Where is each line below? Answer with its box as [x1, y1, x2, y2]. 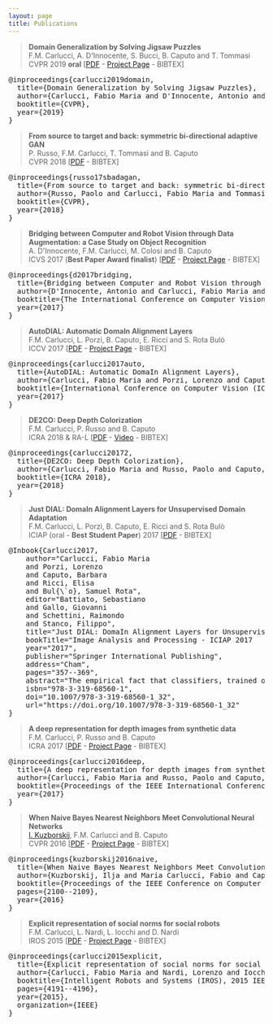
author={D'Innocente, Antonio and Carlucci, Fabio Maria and [16, 286, 266, 295]
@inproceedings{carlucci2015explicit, [8, 951, 163, 961]
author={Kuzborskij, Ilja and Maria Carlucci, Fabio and [16, 870, 249, 879]
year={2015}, [16, 992, 69, 1001]
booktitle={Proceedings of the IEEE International [16, 781, 223, 790]
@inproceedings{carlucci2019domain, [8, 75, 154, 84]
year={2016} [16, 895, 65, 904]
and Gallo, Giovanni [25, 603, 107, 612]
